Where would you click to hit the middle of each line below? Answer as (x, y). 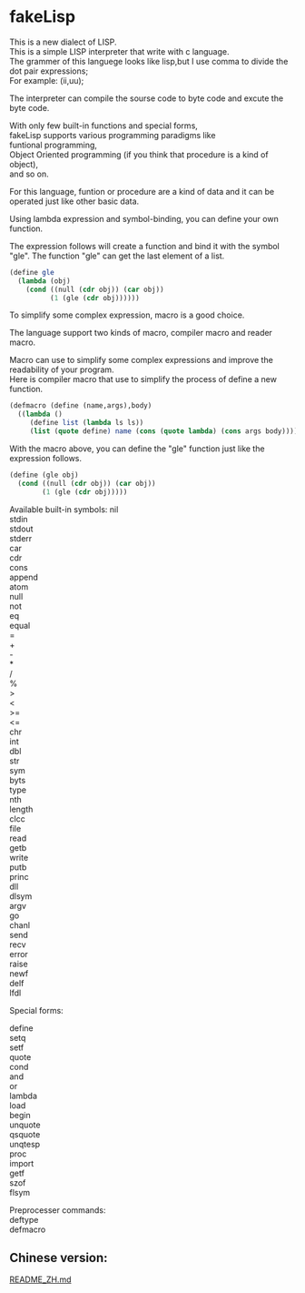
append (24, 577)
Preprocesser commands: (58, 1210)
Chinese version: (59, 1258)
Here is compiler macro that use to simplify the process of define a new (143, 379)
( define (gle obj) (44, 475)
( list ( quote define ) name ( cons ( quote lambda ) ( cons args (145, 431)
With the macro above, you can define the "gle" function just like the (137, 449)
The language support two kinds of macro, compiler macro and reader (141, 333)
